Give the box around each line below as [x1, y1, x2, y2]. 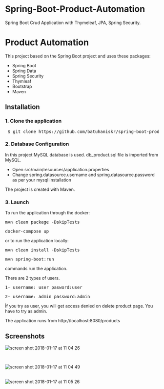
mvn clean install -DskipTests [5, 247, 80, 253]
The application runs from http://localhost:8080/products [5, 318, 121, 324]
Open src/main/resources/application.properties [12, 166, 109, 172]
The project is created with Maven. [5, 186, 75, 192]
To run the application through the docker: [5, 210, 90, 216]
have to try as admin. [5, 308, 47, 314]
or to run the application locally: [5, 238, 69, 244]
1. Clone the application [5, 118, 62, 125]
